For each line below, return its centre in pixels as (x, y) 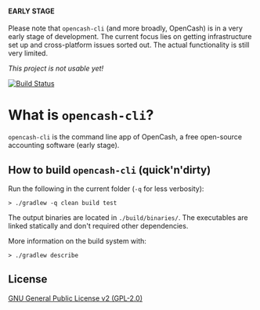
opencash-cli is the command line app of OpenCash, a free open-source (125, 137)
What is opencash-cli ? (81, 115)
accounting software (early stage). (64, 146)
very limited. (28, 53)
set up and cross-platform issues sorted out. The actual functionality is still (129, 45)
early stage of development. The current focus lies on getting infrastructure (130, 37)
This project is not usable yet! (56, 68)
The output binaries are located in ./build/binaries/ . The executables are (128, 217)
